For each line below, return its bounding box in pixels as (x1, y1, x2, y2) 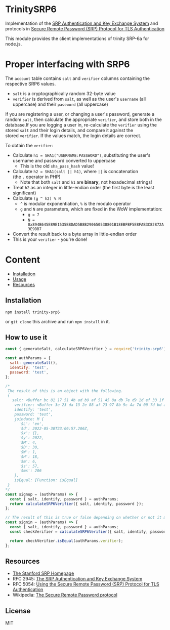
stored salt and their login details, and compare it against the (5, 127, 133, 133)
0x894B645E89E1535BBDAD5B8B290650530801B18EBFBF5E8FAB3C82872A (27, 222, 164, 227)
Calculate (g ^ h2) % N (12, 195, 61, 201)
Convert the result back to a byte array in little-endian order (12, 231, 137, 237)
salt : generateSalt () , (10, 360, 58, 365)
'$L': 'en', (18, 421, 44, 426)
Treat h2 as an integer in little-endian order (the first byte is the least (12, 184, 154, 190)
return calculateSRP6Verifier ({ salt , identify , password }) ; (10, 501, 144, 507)
